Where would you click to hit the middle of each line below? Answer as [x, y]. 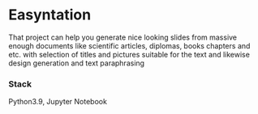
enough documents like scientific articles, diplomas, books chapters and [129, 45]
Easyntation [50, 15]
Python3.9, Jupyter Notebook [58, 102]
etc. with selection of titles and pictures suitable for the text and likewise [129, 54]
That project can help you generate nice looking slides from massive [123, 37]
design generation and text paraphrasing [76, 63]
